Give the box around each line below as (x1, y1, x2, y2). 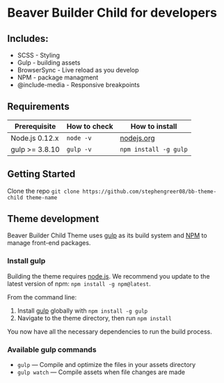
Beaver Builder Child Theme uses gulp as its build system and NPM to (7, 231, 207, 240)
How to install (130, 121, 177, 131)
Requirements (7, 101, 70, 113)
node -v (66, 134, 92, 142)
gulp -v (66, 145, 92, 153)
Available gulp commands (7, 345, 97, 354)
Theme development (7, 213, 99, 225)
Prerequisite (14, 121, 56, 131)
